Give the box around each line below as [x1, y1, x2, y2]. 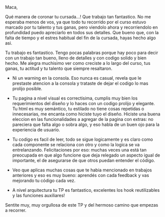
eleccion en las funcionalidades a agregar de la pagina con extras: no [12, 116, 154, 122]
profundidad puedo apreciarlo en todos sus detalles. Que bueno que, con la [5, 30, 159, 35]
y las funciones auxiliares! [12, 193, 65, 198]
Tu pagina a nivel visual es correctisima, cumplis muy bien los [12, 95, 138, 101]
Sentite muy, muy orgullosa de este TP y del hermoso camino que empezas [5, 202, 159, 208]
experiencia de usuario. [12, 127, 61, 133]
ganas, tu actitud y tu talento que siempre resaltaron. [5, 65, 112, 71]
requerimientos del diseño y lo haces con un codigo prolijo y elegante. [12, 101, 155, 106]
